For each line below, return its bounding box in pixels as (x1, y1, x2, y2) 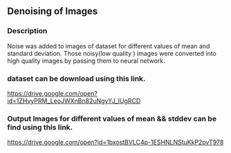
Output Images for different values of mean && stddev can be (7, 114, 216, 123)
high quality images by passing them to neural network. (7, 57, 166, 65)
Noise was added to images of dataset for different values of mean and (7, 41, 210, 50)
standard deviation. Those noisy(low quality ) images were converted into (7, 49, 216, 57)
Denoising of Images (7, 6, 98, 17)
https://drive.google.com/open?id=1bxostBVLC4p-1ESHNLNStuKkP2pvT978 (7, 138, 224, 147)
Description (7, 26, 48, 36)
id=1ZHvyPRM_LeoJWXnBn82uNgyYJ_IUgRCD (7, 96, 141, 105)
